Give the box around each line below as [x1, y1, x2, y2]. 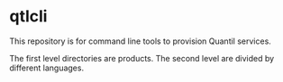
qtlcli [9, 6, 48, 27]
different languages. [9, 62, 84, 73]
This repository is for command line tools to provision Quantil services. [9, 36, 272, 46]
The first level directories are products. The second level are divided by [9, 53, 275, 63]
